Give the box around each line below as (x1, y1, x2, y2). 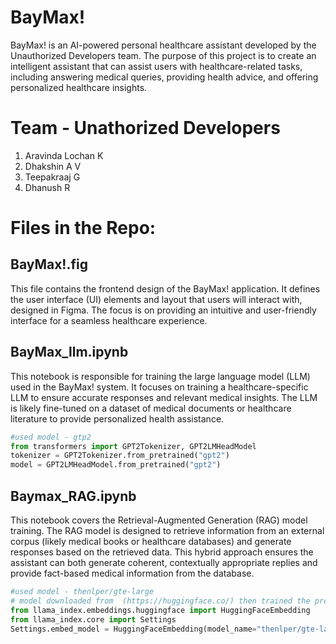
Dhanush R (24, 181, 71, 193)
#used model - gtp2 (10, 432, 92, 442)
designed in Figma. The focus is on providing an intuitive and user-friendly (10, 304, 317, 316)
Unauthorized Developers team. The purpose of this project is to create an (10, 49, 317, 61)
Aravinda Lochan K (24, 149, 104, 161)
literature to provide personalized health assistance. (10, 412, 225, 425)
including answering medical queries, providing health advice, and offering (10, 71, 319, 83)
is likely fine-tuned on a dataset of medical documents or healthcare (10, 402, 292, 414)
